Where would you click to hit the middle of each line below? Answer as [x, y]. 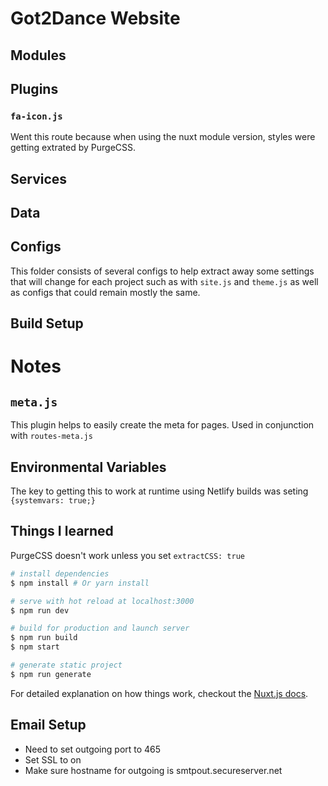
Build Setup [47, 323]
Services [39, 178]
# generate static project [66, 665]
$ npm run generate [51, 674]
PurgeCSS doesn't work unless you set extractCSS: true [127, 555]
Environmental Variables [88, 467]
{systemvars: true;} [53, 501]
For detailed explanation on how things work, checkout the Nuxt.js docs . [159, 693]
